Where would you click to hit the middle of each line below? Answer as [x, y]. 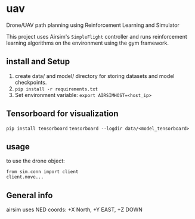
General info [30, 195]
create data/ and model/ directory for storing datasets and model [95, 76]
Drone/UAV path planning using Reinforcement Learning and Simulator [93, 25]
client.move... [25, 177]
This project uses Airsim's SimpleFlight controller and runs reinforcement [97, 36]
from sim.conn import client [42, 172]
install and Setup [38, 62]
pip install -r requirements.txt [56, 89]
